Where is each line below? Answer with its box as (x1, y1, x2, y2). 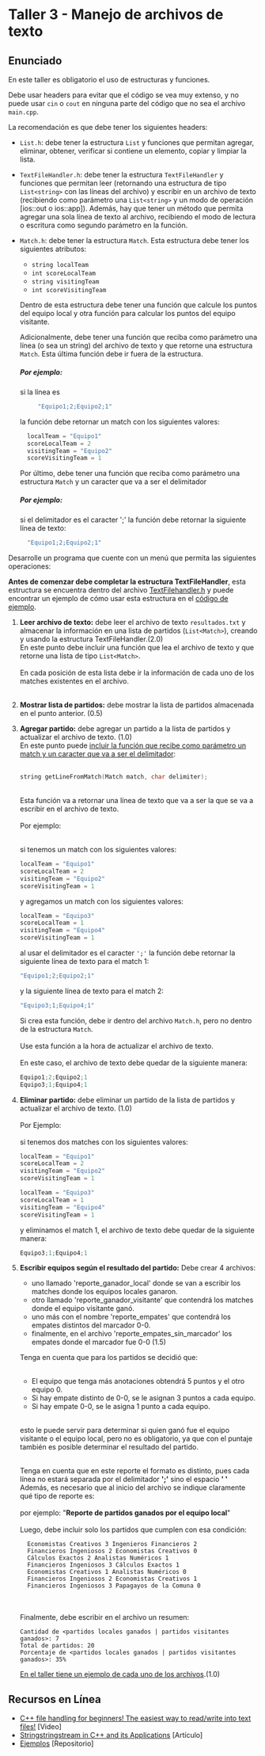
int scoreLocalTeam (31, 269, 97, 277)
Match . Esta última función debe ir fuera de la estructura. (19, 349, 203, 358)
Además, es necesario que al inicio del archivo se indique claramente (19, 1483, 246, 1492)
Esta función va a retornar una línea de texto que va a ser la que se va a (19, 796, 254, 806)
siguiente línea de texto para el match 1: (19, 957, 150, 966)
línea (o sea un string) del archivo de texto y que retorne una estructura (19, 341, 253, 350)
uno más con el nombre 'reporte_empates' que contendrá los (31, 1312, 231, 1322)
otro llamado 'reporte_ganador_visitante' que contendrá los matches (31, 1295, 254, 1305)
